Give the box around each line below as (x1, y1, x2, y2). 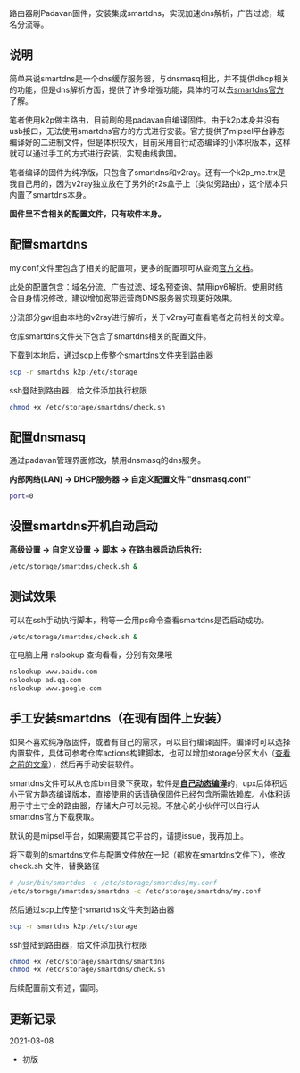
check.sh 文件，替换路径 (9, 860, 100, 871)
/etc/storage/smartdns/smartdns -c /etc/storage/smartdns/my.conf (9, 886, 262, 896)
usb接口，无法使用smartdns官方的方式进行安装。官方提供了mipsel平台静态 (9, 125, 286, 136)
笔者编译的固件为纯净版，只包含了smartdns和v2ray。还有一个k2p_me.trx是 (9, 166, 286, 177)
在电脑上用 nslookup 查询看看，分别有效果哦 (9, 649, 173, 660)
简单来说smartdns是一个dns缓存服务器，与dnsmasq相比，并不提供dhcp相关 (9, 72, 290, 83)
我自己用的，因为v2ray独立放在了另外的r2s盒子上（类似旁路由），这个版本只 (9, 178, 288, 189)
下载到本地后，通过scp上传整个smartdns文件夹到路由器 (9, 350, 214, 360)
